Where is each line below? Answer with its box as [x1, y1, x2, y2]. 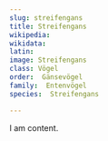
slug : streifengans [9, 13, 83, 23]
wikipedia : [9, 30, 51, 39]
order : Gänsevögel [9, 73, 83, 82]
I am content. [9, 122, 59, 133]
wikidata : [9, 38, 47, 48]
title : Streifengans [9, 22, 88, 31]
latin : [9, 47, 34, 56]
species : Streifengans [9, 89, 100, 98]
